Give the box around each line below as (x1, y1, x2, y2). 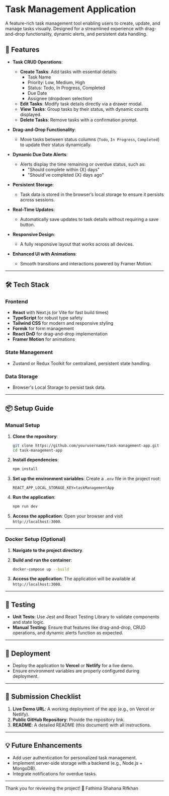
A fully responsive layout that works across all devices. (20, 241, 134, 247)
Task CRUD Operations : (12, 59, 63, 65)
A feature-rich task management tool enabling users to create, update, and (5, 20, 160, 26)
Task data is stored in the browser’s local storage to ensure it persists (20, 191, 164, 197)
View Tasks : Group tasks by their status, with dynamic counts (20, 106, 149, 112)
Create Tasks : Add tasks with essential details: (20, 68, 118, 75)
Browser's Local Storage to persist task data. (12, 384, 106, 391)
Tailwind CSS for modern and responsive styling (12, 320, 114, 326)
